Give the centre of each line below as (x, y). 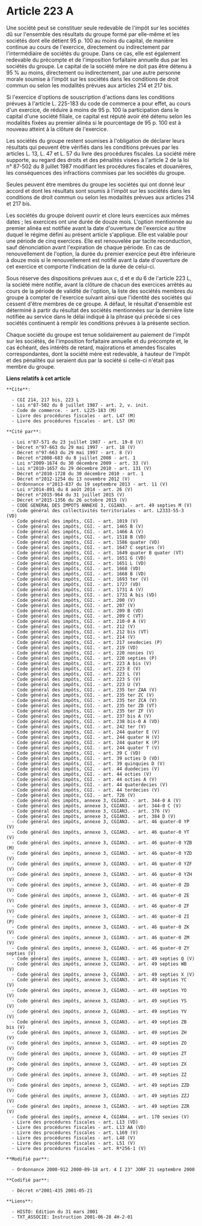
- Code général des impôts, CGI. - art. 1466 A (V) (78, 531)
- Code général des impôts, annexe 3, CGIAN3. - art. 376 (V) (91, 811)
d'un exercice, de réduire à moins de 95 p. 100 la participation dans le (93, 110)
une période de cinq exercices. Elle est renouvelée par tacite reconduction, (99, 241)
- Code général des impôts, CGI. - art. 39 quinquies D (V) (88, 763)
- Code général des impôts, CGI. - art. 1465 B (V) (78, 526)
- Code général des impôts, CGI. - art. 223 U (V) (76, 684)
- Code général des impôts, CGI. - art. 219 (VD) (75, 648)
